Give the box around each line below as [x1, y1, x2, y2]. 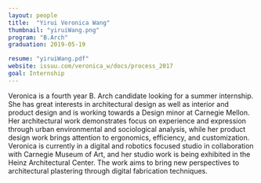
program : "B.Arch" [8, 33, 68, 42]
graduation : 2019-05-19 [8, 41, 86, 49]
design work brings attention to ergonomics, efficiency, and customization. [8, 133, 250, 142]
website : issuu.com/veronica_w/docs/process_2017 [8, 62, 174, 71]
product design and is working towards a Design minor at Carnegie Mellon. [8, 108, 250, 117]
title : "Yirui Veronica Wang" [8, 19, 111, 27]
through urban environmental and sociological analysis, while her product [8, 124, 246, 134]
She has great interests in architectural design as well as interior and [8, 99, 229, 108]
